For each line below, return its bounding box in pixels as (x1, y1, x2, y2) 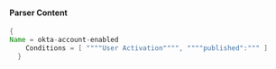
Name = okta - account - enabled (9, 36, 119, 45)
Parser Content (9, 7, 68, 18)
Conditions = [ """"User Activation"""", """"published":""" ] (25, 43, 269, 53)
